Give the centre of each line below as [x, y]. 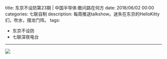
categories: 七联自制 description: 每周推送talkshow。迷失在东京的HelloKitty [83, 14]
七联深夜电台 [25, 37]
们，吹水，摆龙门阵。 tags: [33, 20]
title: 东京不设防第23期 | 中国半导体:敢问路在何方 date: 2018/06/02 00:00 [80, 8]
